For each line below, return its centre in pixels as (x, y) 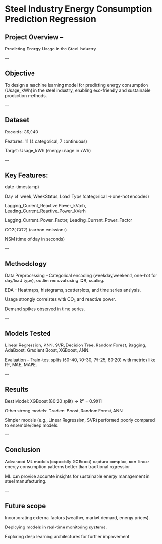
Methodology (26, 264)
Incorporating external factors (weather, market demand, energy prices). (78, 517)
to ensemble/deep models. (32, 425)
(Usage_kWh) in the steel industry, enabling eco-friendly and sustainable (78, 90)
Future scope (25, 506)
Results (17, 389)
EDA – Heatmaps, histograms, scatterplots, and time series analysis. (73, 290)
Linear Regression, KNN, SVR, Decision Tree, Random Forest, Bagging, (76, 345)
